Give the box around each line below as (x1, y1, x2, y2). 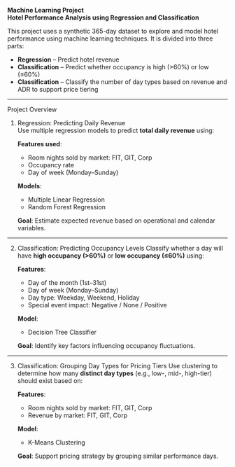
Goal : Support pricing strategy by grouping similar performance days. (17, 452, 219, 460)
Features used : (17, 140, 62, 148)
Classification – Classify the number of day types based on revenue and (17, 78, 227, 86)
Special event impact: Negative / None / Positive (27, 301, 167, 309)
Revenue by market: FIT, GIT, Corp (27, 411, 128, 419)
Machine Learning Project (7, 6, 84, 14)
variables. (17, 224, 46, 232)
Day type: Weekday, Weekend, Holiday (27, 293, 140, 302)
